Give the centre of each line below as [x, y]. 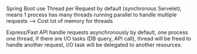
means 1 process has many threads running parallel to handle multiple [91, 15]
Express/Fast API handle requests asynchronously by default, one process [97, 32]
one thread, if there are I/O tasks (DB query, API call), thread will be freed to [99, 38]
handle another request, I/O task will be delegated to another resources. [94, 45]
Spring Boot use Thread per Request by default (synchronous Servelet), [94, 9]
